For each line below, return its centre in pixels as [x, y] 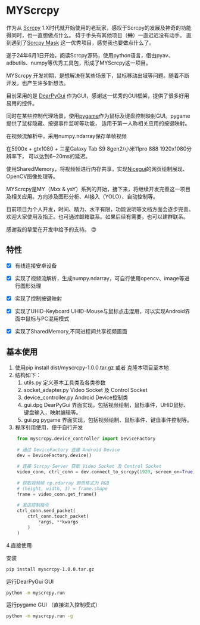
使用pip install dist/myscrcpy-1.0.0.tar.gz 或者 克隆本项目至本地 [92, 367]
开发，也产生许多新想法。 [37, 83]
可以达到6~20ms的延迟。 [60, 156]
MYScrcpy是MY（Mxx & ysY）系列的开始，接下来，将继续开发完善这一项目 [99, 189]
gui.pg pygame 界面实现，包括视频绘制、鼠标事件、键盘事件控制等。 [108, 419]
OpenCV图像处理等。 [32, 176]
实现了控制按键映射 [38, 298]
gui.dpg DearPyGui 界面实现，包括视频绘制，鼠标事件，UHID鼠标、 [106, 405]
